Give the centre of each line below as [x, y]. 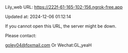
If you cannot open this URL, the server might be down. [61, 26]
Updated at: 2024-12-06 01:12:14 [38, 16]
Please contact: [21, 36]
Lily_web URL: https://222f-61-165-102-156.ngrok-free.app [64, 7]
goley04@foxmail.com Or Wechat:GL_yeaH [48, 45]
